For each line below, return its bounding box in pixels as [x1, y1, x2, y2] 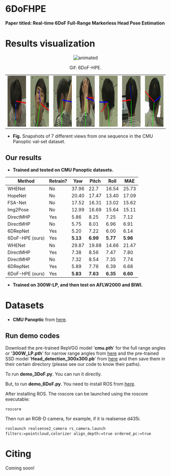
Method [17, 178, 35, 184]
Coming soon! [5, 465, 35, 471]
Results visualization [5, 38, 95, 49]
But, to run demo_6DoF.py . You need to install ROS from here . [5, 381, 136, 387]
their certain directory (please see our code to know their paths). [5, 361, 141, 367]
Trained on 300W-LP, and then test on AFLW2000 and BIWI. [12, 282, 143, 288]
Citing [5, 448, 32, 460]
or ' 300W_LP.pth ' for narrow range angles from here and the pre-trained [5, 350, 159, 356]
